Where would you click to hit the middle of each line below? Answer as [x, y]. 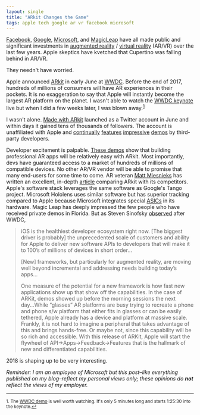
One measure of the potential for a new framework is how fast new [103, 286]
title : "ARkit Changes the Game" [48, 17]
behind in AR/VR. [27, 59]
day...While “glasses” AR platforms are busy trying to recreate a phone [107, 305]
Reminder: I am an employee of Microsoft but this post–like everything [92, 372]
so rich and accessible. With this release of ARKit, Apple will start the [105, 336]
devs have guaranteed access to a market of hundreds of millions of [90, 163]
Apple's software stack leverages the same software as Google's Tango [94, 188]
